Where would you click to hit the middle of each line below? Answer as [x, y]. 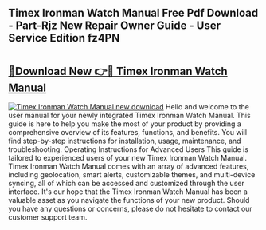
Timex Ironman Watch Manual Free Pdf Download [133, 13]
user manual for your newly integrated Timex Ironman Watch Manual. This [129, 115]
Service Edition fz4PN [64, 38]
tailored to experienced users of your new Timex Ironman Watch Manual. [128, 158]
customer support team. [48, 217]
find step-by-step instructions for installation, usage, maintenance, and [125, 141]
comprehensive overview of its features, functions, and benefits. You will [128, 132]
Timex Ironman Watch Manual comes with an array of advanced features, [129, 166]
